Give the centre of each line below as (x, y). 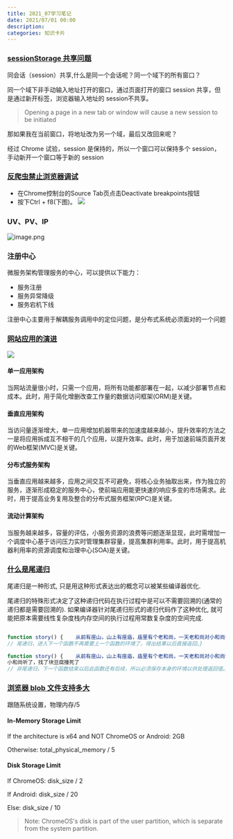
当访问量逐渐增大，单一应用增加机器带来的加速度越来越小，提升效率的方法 (113, 430)
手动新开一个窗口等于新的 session (55, 157)
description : (26, 26)
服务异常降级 (35, 296)
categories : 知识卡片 (36, 33)
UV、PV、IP (28, 221)
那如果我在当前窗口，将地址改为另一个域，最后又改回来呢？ (92, 134)
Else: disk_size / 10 (34, 807)
